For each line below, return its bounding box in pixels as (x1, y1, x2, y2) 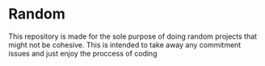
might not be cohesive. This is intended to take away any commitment (8, 39, 242, 49)
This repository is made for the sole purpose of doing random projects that (8, 31, 257, 41)
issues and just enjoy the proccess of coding (8, 48, 158, 58)
